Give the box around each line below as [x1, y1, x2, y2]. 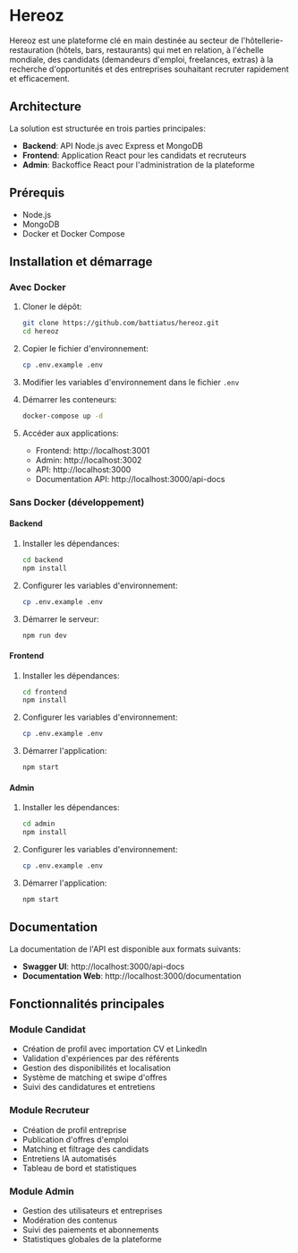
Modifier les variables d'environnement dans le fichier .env [21, 376, 240, 387]
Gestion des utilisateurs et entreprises [21, 1205, 163, 1215]
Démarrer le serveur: [21, 613, 99, 624]
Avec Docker [9, 281, 66, 293]
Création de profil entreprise [21, 1124, 127, 1135]
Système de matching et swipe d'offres [21, 1072, 167, 1083]
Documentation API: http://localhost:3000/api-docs [35, 473, 226, 484]
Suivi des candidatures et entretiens [21, 1082, 156, 1093]
